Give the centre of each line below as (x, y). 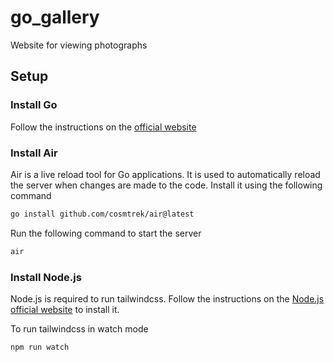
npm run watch (40, 347)
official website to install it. (65, 309)
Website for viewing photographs (79, 45)
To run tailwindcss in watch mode (79, 328)
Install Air (34, 153)
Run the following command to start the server (106, 233)
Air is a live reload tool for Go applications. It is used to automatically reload (165, 174)
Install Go (34, 105)
